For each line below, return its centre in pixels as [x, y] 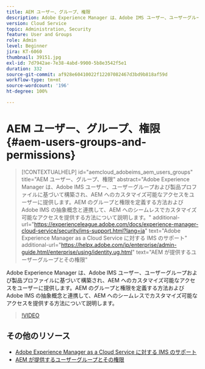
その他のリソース [38, 336]
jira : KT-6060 [24, 52]
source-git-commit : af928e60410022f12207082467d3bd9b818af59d [87, 74]
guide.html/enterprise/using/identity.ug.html [77, 252]
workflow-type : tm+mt [34, 80]
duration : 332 [24, 69]
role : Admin [21, 40]
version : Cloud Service [37, 23]
